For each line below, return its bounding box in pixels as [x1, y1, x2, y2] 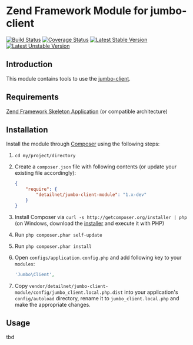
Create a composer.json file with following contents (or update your [14, 163, 177, 170]
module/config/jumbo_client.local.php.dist [14, 290, 124, 296]
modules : [14, 260, 35, 267]
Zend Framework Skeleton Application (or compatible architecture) [6, 108, 168, 115]
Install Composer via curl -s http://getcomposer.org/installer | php [14, 213, 187, 220]
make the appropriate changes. [14, 301, 91, 308]
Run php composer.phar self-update [14, 231, 102, 238]
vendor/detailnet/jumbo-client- [29, 283, 109, 289]
